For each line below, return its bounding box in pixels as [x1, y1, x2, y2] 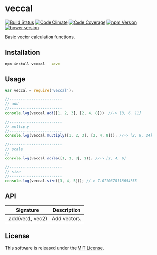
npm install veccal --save [5, 61, 60, 66]
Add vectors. [52, 215, 82, 222]
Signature [15, 207, 39, 214]
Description [52, 207, 81, 214]
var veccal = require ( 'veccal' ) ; [5, 88, 74, 93]
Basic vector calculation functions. [5, 34, 75, 40]
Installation [5, 48, 40, 57]
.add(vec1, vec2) [7, 215, 48, 222]
